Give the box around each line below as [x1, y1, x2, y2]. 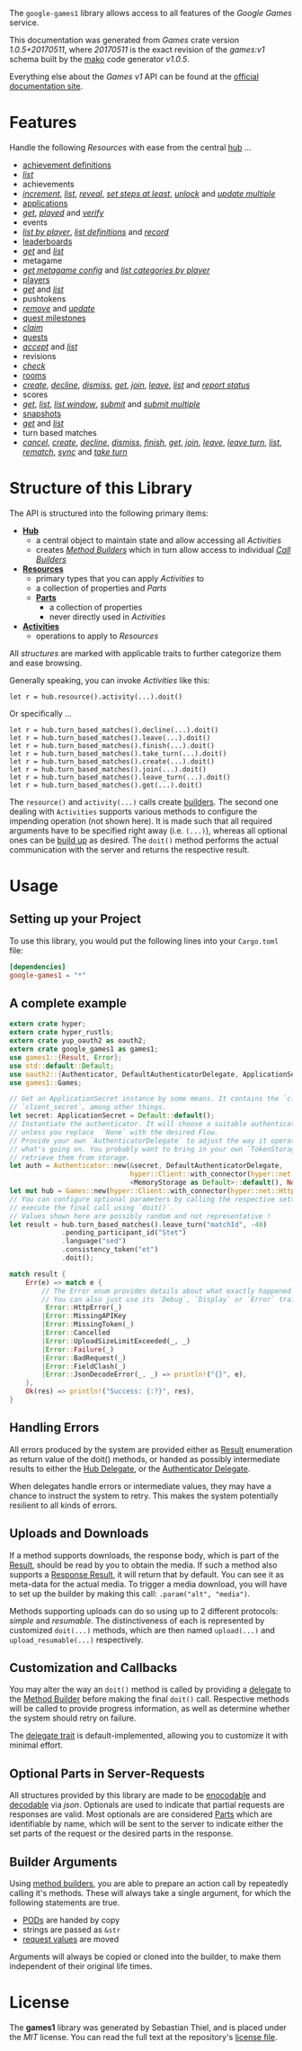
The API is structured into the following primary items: [9, 508, 209, 519]
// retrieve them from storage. [9, 1152, 130, 1162]
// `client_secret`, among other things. [9, 1103, 167, 1112]
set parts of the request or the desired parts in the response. [9, 1828, 234, 1839]
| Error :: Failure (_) [41, 1345, 115, 1354]
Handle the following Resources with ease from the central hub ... [9, 141, 252, 152]
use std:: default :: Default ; [9, 1062, 115, 1071]
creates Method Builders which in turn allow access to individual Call [35, 544, 291, 555]
